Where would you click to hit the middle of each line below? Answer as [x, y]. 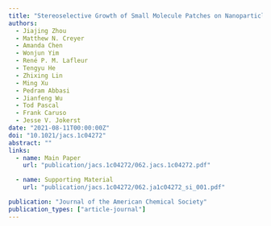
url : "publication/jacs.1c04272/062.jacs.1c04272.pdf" [117, 166]
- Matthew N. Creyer [50, 38]
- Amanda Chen [39, 46]
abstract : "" [30, 143]
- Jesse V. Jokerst [48, 121]
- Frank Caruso [41, 113]
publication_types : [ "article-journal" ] [77, 209]
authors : [23, 23]
